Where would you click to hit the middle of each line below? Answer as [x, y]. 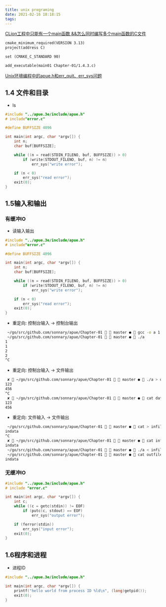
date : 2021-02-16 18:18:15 [33, 14]
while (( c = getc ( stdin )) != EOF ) [49, 506]
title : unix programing [30, 10]
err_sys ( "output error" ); [58, 515]
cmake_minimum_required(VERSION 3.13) [45, 43]
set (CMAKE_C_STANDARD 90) [33, 57]
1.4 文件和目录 [27, 93]
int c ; [21, 502]
